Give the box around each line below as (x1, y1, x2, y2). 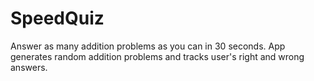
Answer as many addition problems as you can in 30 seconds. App (10, 40, 286, 52)
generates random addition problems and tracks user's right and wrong (10, 50, 305, 62)
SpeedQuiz (10, 7, 105, 30)
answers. (10, 61, 48, 73)
